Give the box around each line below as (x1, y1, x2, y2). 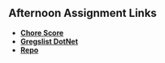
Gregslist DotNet (20, 36, 79, 46)
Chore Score (20, 27, 64, 37)
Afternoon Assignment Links (8, 6, 157, 20)
